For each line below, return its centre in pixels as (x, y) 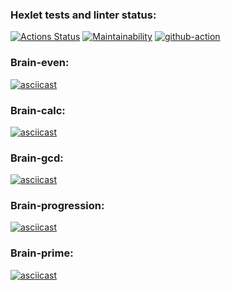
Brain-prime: (42, 253)
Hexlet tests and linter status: (83, 15)
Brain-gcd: (37, 158)
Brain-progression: (57, 206)
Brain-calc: (38, 110)
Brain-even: (40, 63)
